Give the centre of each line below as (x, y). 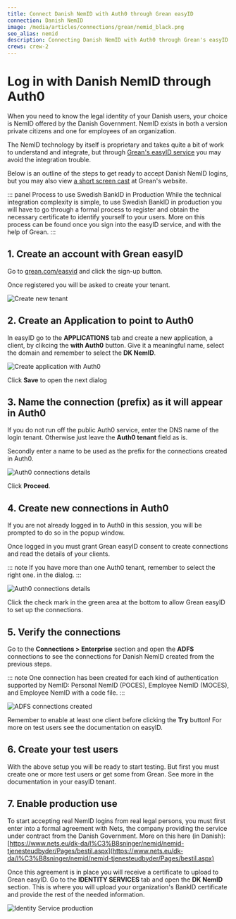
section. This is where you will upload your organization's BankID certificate (117, 887)
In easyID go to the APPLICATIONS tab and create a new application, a (110, 337)
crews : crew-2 (28, 47)
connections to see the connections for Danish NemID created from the (111, 656)
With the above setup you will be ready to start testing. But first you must (113, 767)
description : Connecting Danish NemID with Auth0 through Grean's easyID (118, 40)
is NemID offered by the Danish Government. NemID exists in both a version (117, 123)
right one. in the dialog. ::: (44, 575)
